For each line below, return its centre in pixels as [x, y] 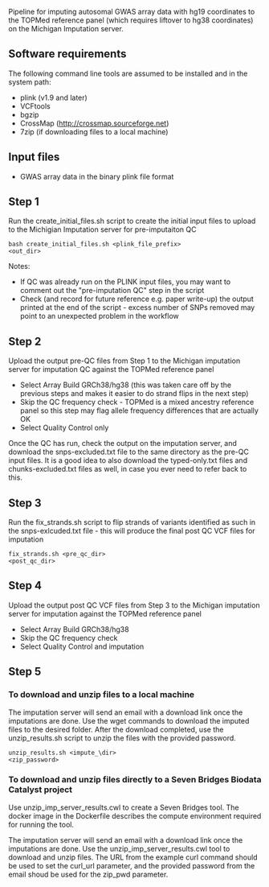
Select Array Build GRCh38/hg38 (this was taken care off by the [126, 385]
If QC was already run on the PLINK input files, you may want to [125, 282]
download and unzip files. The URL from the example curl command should [133, 857]
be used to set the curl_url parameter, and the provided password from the [132, 865]
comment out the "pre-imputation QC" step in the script [112, 291]
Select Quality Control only [64, 428]
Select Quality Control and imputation [82, 646]
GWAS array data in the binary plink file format [97, 176]
